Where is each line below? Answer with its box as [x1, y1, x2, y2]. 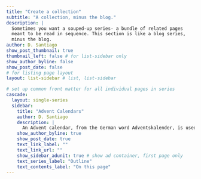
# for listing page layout [6, 70, 74, 76]
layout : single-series [11, 97, 68, 103]
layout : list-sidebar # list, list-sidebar [6, 75, 117, 81]
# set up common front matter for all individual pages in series [6, 86, 175, 92]
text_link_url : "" [17, 147, 63, 153]
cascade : [6, 92, 28, 98]
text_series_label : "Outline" [17, 158, 93, 164]
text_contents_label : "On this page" [17, 163, 111, 170]
